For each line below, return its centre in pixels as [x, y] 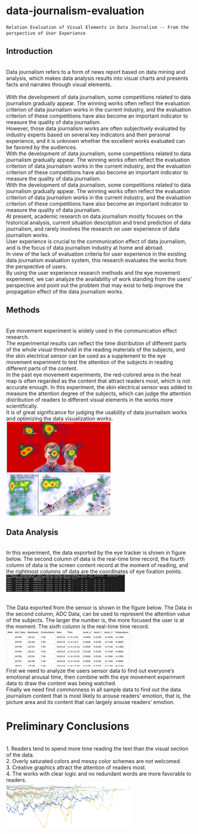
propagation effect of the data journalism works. [65, 291]
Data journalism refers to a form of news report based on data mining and [96, 71]
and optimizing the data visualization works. [60, 418]
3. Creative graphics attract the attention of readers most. [76, 768]
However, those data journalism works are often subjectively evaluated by [96, 128]
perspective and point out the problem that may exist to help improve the [95, 285]
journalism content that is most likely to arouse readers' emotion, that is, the [98, 696]
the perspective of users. [37, 266]
